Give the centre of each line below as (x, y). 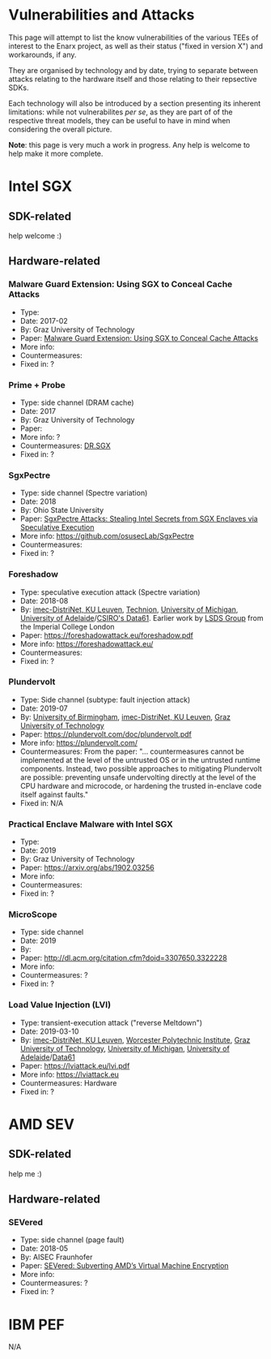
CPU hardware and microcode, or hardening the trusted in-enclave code (141, 785)
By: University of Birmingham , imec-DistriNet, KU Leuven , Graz (125, 716)
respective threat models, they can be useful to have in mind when (119, 120)
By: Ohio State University (62, 510)
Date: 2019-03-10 (49, 1031)
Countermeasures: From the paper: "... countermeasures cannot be (132, 751)
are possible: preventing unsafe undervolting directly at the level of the (138, 777)
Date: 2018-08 (44, 600)
